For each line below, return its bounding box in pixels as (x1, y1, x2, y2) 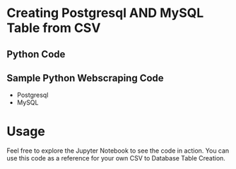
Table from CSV (6, 20, 101, 36)
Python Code (6, 48, 66, 60)
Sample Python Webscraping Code (6, 72, 164, 84)
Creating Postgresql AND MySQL (6, 5, 204, 21)
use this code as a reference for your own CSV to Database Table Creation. (6, 154, 225, 163)
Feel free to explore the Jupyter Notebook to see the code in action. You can (6, 146, 230, 155)
